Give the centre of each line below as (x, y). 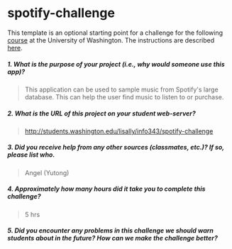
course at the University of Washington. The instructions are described (111, 40)
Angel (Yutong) (47, 172)
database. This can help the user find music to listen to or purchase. (124, 96)
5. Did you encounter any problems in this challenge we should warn (111, 231)
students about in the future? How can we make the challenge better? (113, 238)
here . (15, 48)
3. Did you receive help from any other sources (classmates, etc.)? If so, (116, 148)
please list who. (31, 155)
